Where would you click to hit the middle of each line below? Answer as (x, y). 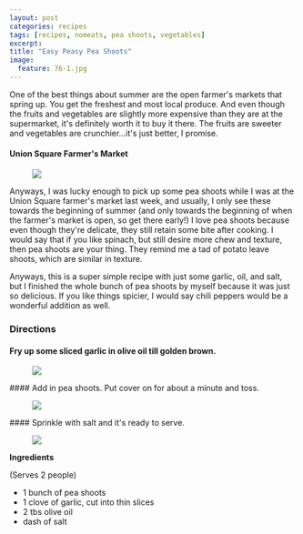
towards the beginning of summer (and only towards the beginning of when (151, 211)
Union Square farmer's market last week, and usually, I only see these (140, 201)
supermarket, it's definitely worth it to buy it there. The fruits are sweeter (146, 123)
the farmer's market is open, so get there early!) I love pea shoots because (149, 220)
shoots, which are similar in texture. (76, 259)
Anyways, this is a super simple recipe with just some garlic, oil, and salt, (146, 277)
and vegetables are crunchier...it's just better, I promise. (114, 133)
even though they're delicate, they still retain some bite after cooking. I (141, 230)
